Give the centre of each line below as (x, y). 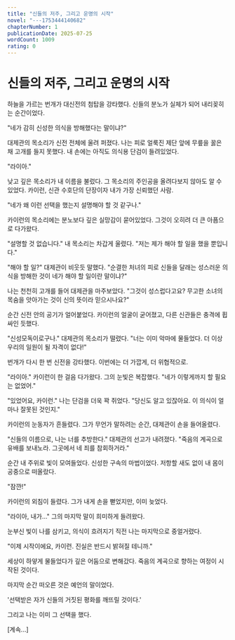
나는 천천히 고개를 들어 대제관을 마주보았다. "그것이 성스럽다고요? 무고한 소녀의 (115, 291)
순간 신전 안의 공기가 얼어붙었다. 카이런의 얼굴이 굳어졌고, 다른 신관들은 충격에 (114, 314)
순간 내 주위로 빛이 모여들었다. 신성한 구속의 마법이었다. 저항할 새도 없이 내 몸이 (116, 462)
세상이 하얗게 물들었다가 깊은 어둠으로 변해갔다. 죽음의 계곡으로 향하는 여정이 (112, 561)
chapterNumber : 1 (33, 27)
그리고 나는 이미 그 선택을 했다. (49, 614)
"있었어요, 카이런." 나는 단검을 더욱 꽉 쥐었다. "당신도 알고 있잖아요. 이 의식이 (112, 400)
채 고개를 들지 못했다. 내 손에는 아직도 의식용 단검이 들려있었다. (93, 151)
